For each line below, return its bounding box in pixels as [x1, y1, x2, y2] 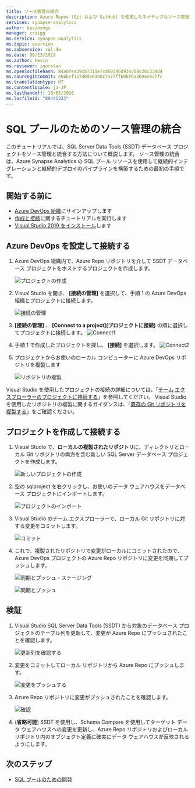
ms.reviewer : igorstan [6, 63, 61, 69]
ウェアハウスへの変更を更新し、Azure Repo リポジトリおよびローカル [21, 725, 188, 732]
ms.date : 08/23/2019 [6, 52, 56, 58]
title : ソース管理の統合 [6, 8, 59, 15]
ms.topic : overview [6, 42, 54, 47]
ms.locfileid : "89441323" [6, 95, 69, 101]
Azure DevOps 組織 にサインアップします [14, 208, 112, 215]
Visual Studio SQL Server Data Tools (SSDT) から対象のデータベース [14, 622, 178, 629]
